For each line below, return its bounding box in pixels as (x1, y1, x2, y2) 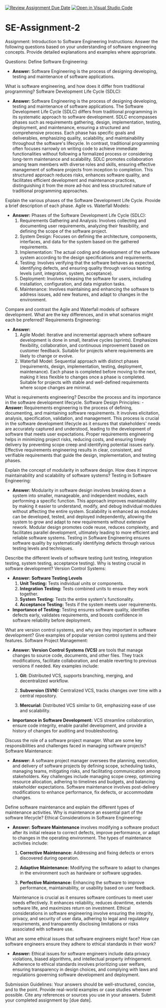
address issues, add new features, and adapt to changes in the (19, 291, 149, 297)
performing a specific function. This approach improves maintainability (12, 498, 157, 504)
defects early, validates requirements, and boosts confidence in (12, 612, 143, 618)
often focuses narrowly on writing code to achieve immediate (12, 145, 138, 151)
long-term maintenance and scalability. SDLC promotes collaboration (12, 156, 154, 162)
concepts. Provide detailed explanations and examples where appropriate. (5, 49, 157, 55)
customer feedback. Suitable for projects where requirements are (19, 348, 154, 354)
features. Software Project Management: (5, 637, 88, 643)
